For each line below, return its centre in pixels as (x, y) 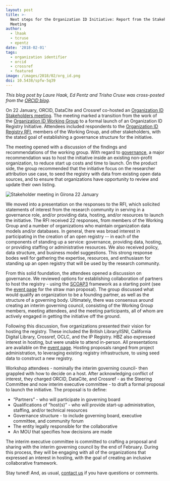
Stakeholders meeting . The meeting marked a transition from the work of (81, 115)
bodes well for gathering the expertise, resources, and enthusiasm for (78, 258)
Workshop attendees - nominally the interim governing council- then (77, 368)
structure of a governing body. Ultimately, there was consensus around (80, 300)
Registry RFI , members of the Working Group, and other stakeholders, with (83, 132)
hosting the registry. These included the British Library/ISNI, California (78, 331)
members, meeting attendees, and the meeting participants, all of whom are (84, 311)
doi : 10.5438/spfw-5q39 (31, 81)
